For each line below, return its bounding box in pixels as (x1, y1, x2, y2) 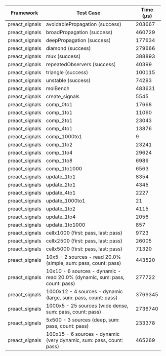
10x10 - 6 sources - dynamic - (46, 268, 121, 275)
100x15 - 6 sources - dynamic (46, 331, 120, 337)
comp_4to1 (46, 125, 73, 132)
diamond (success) (46, 45, 91, 51)
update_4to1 (46, 190, 76, 196)
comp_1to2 (46, 141, 73, 148)
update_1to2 (46, 205, 76, 212)
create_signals (46, 93, 80, 100)
